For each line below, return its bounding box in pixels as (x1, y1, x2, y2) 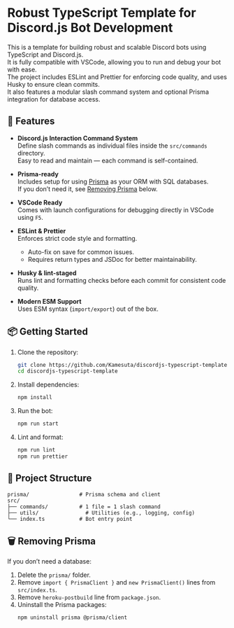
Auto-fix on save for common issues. (27, 247, 135, 256)
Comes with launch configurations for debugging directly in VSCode (17, 205, 214, 214)
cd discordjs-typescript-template (17, 368, 118, 375)
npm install (17, 394, 52, 401)
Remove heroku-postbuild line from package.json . (17, 593, 161, 601)
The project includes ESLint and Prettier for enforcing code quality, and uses (7, 72, 227, 81)
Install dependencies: (17, 380, 80, 389)
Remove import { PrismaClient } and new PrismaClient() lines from (17, 578, 216, 587)
